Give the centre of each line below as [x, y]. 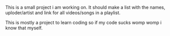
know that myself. [24, 28]
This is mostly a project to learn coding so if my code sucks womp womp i [83, 23]
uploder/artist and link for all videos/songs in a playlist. [63, 13]
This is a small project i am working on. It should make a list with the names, [85, 7]
